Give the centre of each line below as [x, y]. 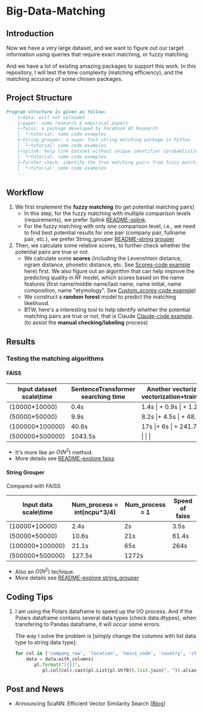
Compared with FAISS [34, 486]
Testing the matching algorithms [55, 359]
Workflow [25, 192]
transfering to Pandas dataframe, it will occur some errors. [88, 624]
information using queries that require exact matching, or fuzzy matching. [98, 54]
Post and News [35, 689]
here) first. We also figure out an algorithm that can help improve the [109, 271]
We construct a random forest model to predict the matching [100, 297]
